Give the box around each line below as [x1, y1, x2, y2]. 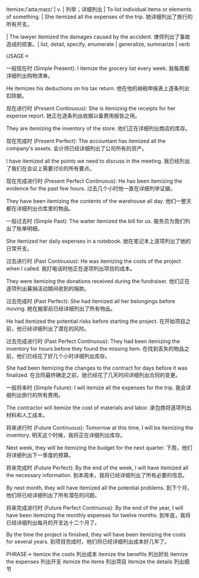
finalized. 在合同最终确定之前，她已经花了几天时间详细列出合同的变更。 [6, 371, 181, 379]
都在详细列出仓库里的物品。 [6, 205, 74, 212]
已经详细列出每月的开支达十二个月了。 [6, 519, 100, 526]
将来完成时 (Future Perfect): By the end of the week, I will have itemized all [6, 464, 189, 471]
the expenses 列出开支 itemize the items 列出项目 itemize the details [6, 558, 173, 565]
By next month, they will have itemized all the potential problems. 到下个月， [6, 484, 193, 491]
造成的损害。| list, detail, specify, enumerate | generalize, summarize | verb [6, 41, 190, 47]
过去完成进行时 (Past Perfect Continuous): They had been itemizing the [6, 338, 180, 345]
